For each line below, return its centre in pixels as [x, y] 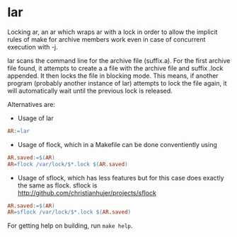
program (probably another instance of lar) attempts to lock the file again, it [117, 83]
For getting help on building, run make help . [70, 226]
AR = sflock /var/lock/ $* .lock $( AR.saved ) [69, 212]
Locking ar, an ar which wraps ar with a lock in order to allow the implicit [112, 32]
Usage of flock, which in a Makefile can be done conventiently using [117, 144]
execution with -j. [33, 47]
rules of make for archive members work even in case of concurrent [106, 39]
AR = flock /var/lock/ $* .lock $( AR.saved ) [68, 164]
